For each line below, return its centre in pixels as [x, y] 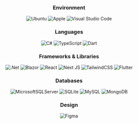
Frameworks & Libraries [69, 56]
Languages [69, 32]
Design [69, 105]
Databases [69, 81]
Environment [69, 8]
